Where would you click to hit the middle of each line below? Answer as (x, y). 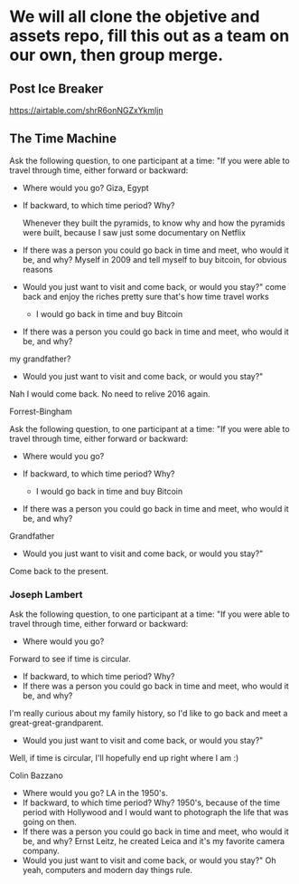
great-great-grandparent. (56, 723)
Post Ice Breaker (56, 88)
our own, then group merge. (117, 55)
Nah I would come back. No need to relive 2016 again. (110, 394)
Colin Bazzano (36, 775)
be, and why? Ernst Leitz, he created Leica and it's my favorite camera (154, 841)
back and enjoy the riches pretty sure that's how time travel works (145, 296)
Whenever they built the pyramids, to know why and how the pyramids (154, 223)
